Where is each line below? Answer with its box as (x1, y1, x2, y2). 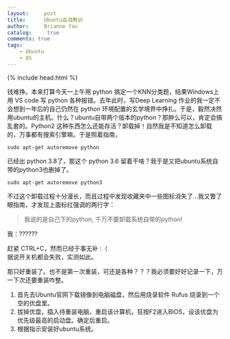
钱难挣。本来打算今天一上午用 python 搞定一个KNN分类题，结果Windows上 (7, 87, 220, 96)
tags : (7, 42, 23, 49)
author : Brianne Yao (7, 23, 78, 29)
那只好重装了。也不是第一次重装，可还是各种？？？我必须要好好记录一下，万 (7, 267, 223, 275)
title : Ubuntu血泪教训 (7, 16, 84, 23)
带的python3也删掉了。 (7, 165, 73, 173)
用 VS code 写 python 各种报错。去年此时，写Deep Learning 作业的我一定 (7, 96, 215, 104)
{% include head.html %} (7, 73, 78, 81)
